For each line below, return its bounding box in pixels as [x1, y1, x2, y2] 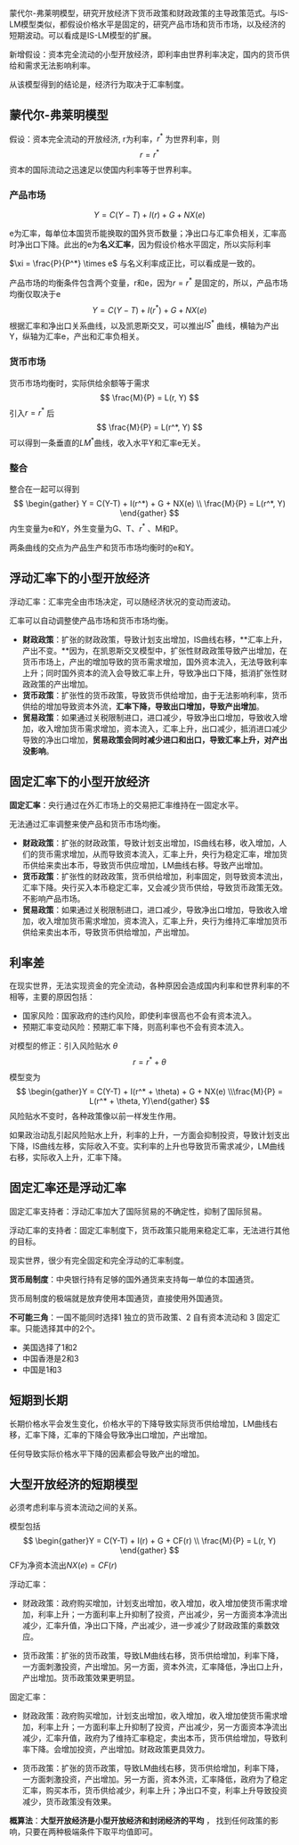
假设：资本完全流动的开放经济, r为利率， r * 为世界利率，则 [9, 132, 221, 144]
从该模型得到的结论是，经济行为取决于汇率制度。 [9, 79, 189, 89]
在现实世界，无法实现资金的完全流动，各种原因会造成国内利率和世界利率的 [9, 980, 282, 992]
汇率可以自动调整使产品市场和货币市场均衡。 [9, 614, 174, 626]
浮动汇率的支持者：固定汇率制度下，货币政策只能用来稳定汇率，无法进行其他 [9, 1224, 290, 1235]
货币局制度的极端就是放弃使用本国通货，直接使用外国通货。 [9, 1292, 228, 1304]
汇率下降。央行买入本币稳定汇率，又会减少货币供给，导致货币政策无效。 [21, 882, 287, 893]
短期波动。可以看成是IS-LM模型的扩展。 [9, 30, 157, 40]
